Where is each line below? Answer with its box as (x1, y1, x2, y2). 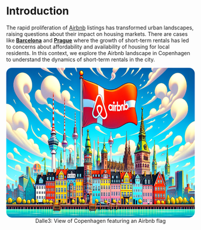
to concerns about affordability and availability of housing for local (6, 43, 170, 50)
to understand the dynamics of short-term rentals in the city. (6, 56, 156, 63)
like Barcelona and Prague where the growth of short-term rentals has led (6, 37, 190, 44)
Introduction (6, 4, 69, 18)
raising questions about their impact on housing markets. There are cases (6, 30, 188, 37)
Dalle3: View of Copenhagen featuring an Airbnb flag (35, 217, 166, 224)
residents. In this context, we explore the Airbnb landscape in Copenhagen (6, 49, 190, 56)
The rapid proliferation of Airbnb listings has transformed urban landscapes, (6, 24, 194, 31)
